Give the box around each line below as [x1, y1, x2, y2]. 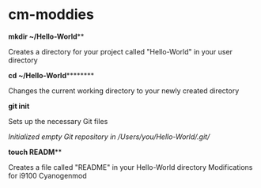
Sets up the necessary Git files [8, 116, 108, 126]
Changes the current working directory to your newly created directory [8, 85, 240, 96]
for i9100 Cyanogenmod [8, 171, 87, 180]
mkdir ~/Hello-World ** [8, 32, 85, 41]
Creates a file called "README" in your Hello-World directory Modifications [8, 162, 253, 171]
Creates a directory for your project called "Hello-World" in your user [8, 47, 233, 56]
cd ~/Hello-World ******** [8, 70, 95, 80]
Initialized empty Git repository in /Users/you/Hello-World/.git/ [8, 132, 210, 141]
